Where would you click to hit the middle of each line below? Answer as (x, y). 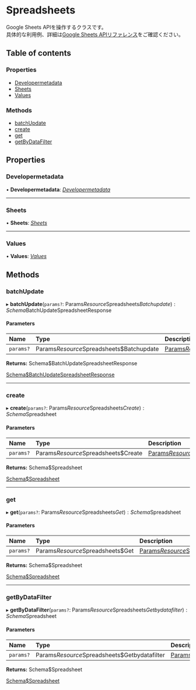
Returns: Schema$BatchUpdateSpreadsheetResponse (72, 363)
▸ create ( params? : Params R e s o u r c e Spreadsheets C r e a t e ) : (75, 408)
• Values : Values (26, 256)
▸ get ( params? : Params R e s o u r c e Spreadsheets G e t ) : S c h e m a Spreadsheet (94, 512)
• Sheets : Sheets (27, 222)
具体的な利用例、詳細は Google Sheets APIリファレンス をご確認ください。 (95, 34)
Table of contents (38, 53)
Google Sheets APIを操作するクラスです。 (56, 27)
